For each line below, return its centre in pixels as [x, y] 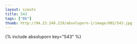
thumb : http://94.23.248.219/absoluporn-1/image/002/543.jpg [69, 23]
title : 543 [16, 14]
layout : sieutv [21, 9]
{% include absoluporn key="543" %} [43, 37]
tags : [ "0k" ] [18, 18]
